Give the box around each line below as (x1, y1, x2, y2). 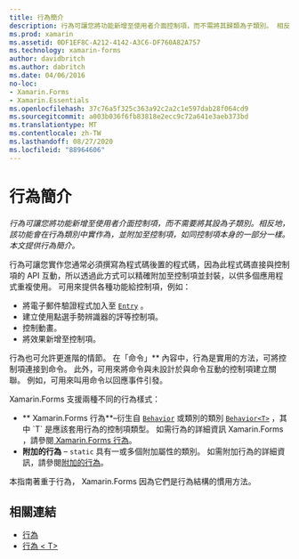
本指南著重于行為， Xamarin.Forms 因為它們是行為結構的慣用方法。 (9, 475, 256, 486)
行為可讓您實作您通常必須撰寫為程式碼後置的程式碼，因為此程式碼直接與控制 (9, 259, 290, 270)
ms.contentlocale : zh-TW (9, 129, 101, 138)
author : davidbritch (9, 54, 86, 63)
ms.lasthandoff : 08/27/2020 (9, 137, 114, 146)
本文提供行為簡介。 (9, 239, 80, 250)
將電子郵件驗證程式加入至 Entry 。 (21, 300, 149, 311)
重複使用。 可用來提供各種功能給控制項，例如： (16, 281, 191, 292)
